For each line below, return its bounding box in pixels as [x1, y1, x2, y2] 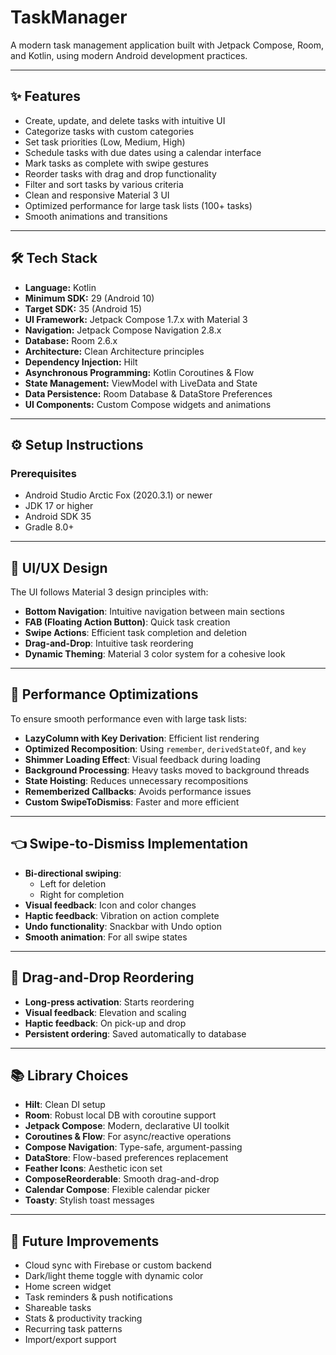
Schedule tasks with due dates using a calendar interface [24, 146, 262, 158]
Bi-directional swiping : [24, 867, 122, 879]
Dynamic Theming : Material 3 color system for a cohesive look [24, 648, 286, 660]
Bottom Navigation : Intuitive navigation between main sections [24, 606, 285, 618]
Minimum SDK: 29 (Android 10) [24, 292, 155, 304]
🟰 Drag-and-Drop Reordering [10, 969, 195, 986]
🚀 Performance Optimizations [10, 686, 199, 703]
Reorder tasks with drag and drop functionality [24, 167, 217, 180]
